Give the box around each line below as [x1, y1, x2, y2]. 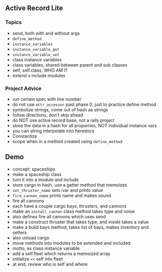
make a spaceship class [12, 171, 62, 177]
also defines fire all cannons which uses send [12, 213, 106, 219]
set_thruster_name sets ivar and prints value [12, 187, 103, 193]
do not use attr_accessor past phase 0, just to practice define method [12, 101, 157, 107]
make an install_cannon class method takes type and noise [12, 208, 135, 214]
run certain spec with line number [12, 96, 81, 102]
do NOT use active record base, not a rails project [12, 117, 115, 123]
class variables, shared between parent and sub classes [12, 62, 128, 68]
